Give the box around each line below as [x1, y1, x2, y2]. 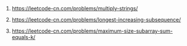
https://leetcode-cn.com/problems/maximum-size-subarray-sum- [11, 27, 173, 34]
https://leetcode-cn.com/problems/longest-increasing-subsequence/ [11, 16, 182, 23]
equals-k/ [11, 34, 36, 40]
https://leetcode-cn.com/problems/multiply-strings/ [11, 5, 138, 12]
